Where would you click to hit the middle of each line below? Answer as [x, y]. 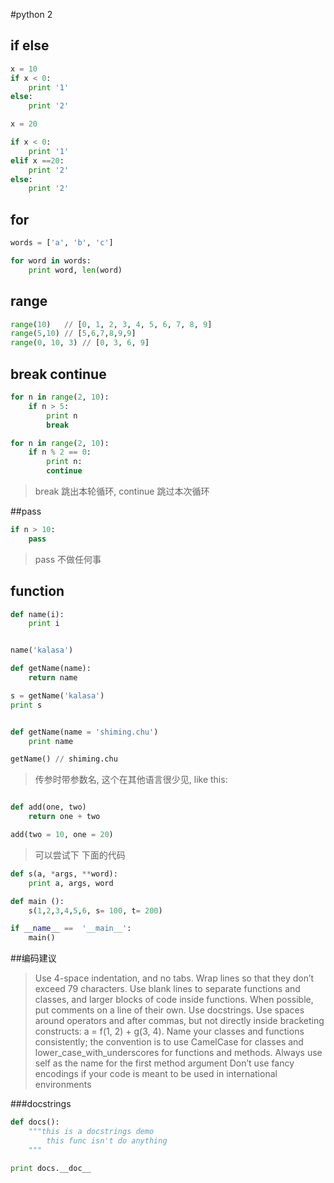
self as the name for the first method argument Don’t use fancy [164, 1063]
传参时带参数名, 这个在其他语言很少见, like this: [131, 780]
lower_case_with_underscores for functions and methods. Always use [178, 1053]
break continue [58, 374]
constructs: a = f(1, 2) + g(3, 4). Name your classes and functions [169, 1031]
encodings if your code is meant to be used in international [156, 1074]
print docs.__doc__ [51, 1168]
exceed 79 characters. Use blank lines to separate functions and [167, 989]
